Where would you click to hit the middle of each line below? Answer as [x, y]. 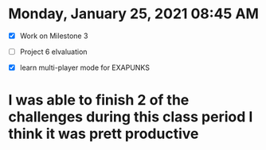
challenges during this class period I [131, 117]
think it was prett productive [104, 134]
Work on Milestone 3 [54, 36]
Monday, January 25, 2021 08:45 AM [133, 14]
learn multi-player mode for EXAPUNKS [84, 67]
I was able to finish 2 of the [99, 100]
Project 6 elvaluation [53, 52]
